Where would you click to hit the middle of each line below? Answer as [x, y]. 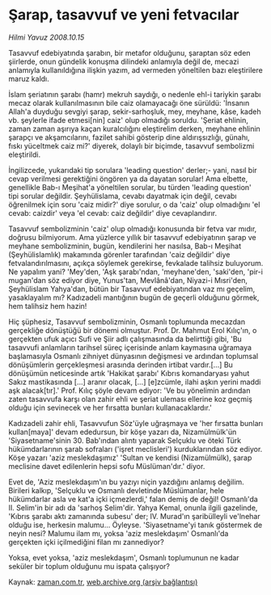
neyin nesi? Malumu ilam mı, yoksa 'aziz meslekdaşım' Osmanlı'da [119, 533]
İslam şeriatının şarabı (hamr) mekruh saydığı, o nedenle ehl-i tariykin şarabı [135, 94]
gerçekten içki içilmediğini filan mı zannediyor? [86, 542]
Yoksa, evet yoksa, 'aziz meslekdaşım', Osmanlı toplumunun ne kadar [124, 557]
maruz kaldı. [29, 78]
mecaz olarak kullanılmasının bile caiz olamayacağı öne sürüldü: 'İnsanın [129, 103]
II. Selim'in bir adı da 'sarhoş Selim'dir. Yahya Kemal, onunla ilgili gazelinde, [133, 508]
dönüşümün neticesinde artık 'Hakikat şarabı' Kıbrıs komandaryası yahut [129, 373]
